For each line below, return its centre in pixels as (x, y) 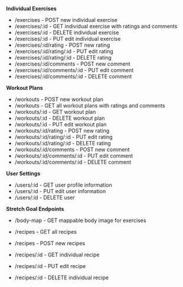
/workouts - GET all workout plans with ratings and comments (90, 105)
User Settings (23, 173)
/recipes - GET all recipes (45, 232)
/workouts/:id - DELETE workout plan (60, 118)
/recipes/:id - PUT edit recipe (50, 266)
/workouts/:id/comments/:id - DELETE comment (73, 162)
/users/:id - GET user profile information (63, 185)
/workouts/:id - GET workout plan (55, 112)
